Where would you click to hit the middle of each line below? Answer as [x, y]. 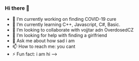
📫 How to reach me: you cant [44, 47]
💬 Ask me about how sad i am [43, 41]
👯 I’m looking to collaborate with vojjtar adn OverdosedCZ [73, 30]
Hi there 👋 [17, 8]
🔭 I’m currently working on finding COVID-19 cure [64, 19]
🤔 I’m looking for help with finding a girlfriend [60, 36]
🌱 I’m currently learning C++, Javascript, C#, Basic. [66, 24]
